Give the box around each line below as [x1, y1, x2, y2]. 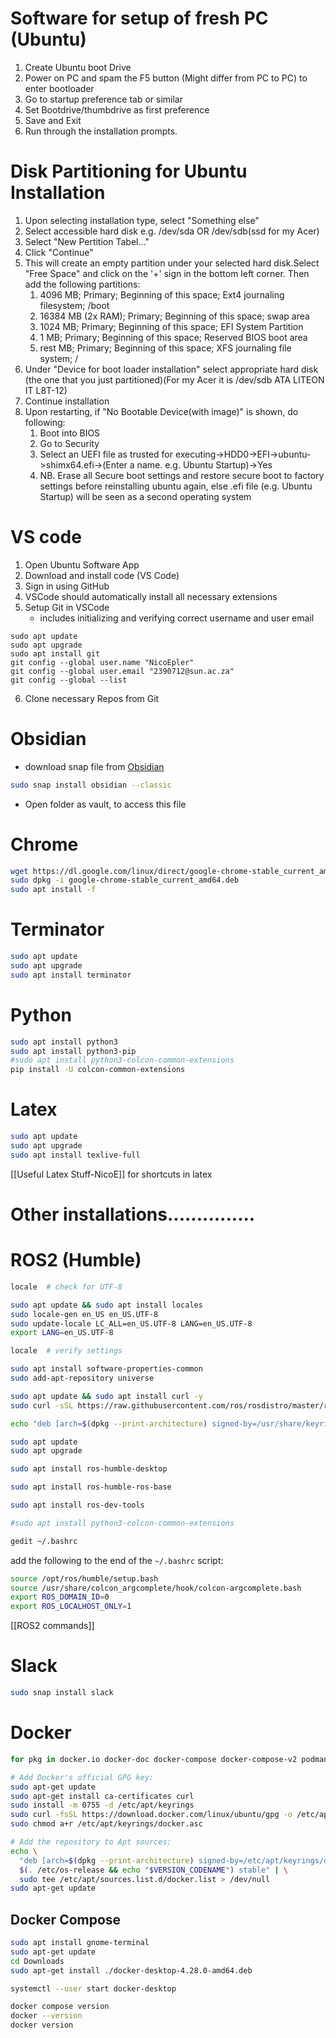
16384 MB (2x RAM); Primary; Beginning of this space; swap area [39, 310, 310, 322]
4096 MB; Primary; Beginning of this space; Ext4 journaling [39, 288, 285, 301]
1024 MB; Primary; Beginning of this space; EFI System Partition [39, 320, 304, 332]
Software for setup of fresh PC [10, 7, 269, 30]
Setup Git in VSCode [24, 601, 110, 613]
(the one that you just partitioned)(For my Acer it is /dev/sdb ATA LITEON [24, 373, 325, 386]
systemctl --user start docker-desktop [10, 1983, 177, 1994]
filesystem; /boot [39, 299, 110, 311]
